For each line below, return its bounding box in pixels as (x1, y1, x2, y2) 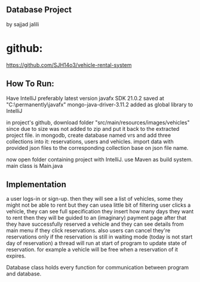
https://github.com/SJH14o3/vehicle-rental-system (6, 61, 132, 68)
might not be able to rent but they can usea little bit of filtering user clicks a (6, 201, 191, 209)
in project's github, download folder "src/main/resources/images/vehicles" (6, 119, 190, 126)
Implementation (6, 179, 67, 189)
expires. (6, 252, 26, 259)
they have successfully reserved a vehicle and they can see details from (6, 220, 184, 228)
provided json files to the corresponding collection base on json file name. (6, 144, 189, 151)
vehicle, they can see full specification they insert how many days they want (6, 208, 194, 215)
